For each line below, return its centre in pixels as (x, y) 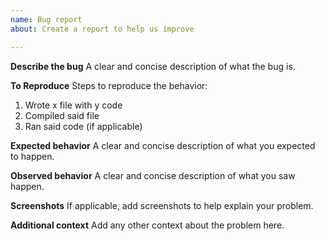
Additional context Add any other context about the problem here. (147, 225)
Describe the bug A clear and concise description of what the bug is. (153, 66)
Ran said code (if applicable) (83, 126)
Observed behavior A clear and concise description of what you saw (153, 175)
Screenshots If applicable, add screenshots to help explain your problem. (162, 205)
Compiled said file (62, 115)
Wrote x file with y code (73, 105)
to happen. (32, 156)
